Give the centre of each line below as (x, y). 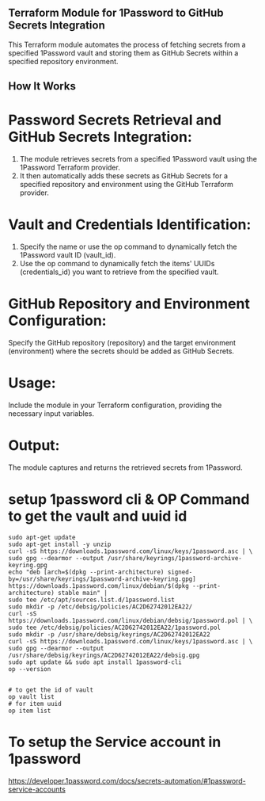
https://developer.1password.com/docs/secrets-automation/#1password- (127, 780)
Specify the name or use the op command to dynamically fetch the (128, 247)
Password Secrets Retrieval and (115, 120)
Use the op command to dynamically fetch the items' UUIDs (117, 264)
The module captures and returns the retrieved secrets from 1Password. (125, 467)
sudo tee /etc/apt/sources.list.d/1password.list (92, 600)
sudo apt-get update (42, 537)
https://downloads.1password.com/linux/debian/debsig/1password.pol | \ (131, 620)
